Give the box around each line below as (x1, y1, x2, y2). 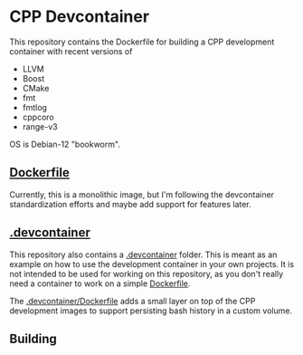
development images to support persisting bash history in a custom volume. (9, 305, 292, 316)
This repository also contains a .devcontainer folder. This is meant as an (9, 249, 278, 260)
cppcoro (22, 111, 54, 122)
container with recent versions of (9, 45, 133, 56)
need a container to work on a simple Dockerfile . (9, 278, 191, 289)
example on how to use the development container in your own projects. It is (9, 258, 295, 269)
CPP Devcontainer (9, 6, 150, 27)
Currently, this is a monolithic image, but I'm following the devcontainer (9, 188, 274, 200)
